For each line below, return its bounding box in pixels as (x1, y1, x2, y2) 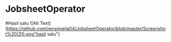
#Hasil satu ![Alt (5, 20, 39, 26)
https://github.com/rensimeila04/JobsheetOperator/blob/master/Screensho (7, 25, 166, 31)
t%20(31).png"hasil (5, 31, 46, 37)
